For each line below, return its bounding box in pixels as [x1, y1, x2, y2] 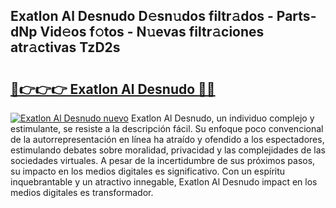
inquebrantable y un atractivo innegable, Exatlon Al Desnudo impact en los [10, 176, 318, 188]
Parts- [276, 8, 317, 25]
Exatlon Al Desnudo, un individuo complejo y [130, 112, 315, 124]
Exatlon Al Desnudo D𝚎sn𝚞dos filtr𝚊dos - [10, 8, 274, 25]
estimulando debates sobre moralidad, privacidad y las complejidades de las [10, 144, 326, 156]
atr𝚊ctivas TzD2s [10, 39, 121, 56]
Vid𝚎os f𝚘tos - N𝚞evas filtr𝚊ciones [39, 24, 265, 41]
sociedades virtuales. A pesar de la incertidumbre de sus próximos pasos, [10, 155, 316, 166]
